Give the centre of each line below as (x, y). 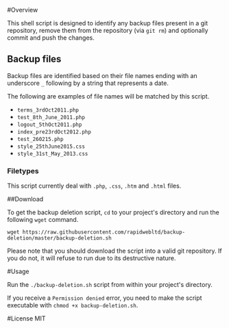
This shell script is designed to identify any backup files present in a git (108, 23)
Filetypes (23, 171)
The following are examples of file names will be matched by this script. (108, 96)
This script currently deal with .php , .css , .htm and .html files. (94, 186)
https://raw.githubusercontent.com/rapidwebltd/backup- (104, 232)
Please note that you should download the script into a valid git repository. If (114, 251)
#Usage (18, 272)
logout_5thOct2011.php (49, 125)
